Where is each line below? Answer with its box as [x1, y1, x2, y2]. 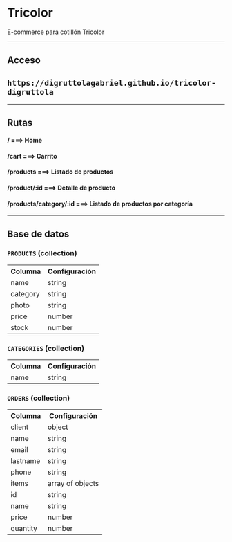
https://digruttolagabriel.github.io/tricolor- [7, 78, 216, 88]
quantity [10, 524, 38, 534]
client [10, 422, 29, 432]
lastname [10, 456, 41, 466]
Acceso [7, 54, 41, 66]
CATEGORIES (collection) [7, 343, 85, 353]
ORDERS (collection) [7, 393, 70, 403]
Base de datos [7, 228, 70, 240]
